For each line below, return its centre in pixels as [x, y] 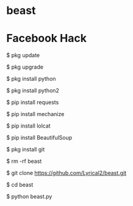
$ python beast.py [29, 197]
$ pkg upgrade [25, 67]
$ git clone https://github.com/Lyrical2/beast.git [66, 173]
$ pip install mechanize [35, 114]
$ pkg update [23, 55]
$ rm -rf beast [24, 161]
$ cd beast [20, 185]
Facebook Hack [47, 39]
